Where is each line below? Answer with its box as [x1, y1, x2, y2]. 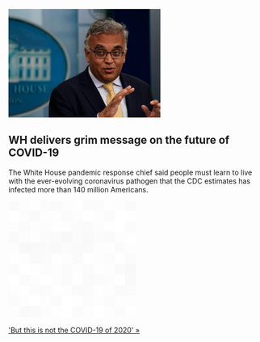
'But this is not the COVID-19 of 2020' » [8, 325, 140, 335]
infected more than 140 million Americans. [8, 184, 149, 194]
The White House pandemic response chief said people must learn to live [8, 167, 253, 177]
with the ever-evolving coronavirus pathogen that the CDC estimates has [8, 175, 251, 186]
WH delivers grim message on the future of [8, 133, 230, 147]
